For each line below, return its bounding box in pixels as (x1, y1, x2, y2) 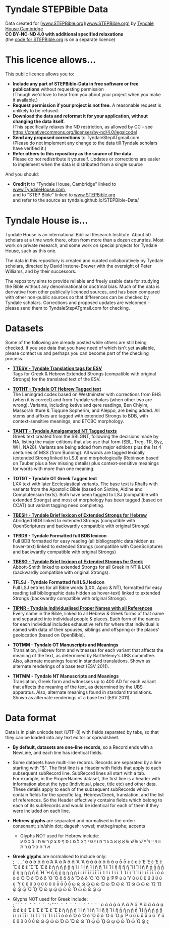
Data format (5, 712, 57, 724)
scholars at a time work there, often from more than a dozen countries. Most (5, 237, 164, 243)
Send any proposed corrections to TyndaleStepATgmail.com (12, 134, 140, 140)
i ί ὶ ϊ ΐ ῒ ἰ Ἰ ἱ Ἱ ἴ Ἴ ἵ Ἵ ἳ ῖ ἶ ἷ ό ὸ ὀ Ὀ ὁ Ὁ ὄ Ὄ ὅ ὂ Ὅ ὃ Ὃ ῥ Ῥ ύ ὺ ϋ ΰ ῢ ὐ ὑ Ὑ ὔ (12, 912, 164, 918)
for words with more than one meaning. (12, 466, 95, 472)
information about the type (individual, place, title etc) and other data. (12, 781, 157, 787)
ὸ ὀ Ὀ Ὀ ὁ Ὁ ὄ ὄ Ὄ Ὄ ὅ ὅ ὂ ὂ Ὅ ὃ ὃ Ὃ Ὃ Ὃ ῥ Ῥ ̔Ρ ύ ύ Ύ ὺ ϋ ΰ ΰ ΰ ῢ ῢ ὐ (12, 875, 162, 881)
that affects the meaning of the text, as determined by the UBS (12, 684, 143, 690)
